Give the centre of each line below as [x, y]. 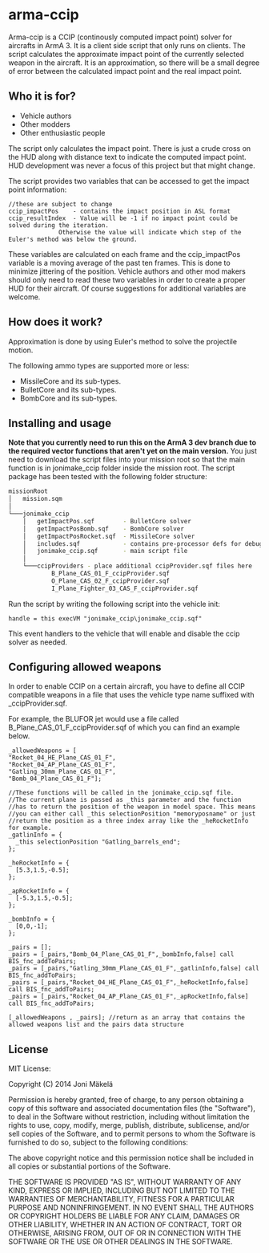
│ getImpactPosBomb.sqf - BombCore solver [103, 529]
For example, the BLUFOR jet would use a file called [94, 719]
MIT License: [30, 1068]
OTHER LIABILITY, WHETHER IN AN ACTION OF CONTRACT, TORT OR [125, 1225]
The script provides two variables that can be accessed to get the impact [129, 181]
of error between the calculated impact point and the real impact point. [125, 71]
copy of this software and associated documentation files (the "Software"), [132, 1109]
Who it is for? [42, 97]
